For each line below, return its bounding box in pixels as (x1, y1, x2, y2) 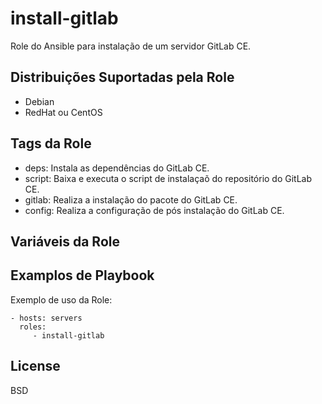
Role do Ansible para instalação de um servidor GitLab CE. (10, 40, 252, 52)
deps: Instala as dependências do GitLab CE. (24, 162, 210, 174)
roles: (19, 322, 47, 332)
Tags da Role (10, 135, 92, 152)
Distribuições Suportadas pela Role (10, 69, 235, 86)
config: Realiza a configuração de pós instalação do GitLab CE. (24, 204, 285, 216)
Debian (24, 95, 55, 107)
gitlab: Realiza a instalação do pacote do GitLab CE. (24, 193, 238, 206)
